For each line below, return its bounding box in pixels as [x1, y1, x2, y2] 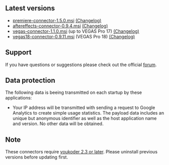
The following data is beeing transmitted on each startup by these [5, 89, 142, 95]
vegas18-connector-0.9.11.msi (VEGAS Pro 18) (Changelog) [12, 33, 135, 39]
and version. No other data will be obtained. [12, 121, 104, 127]
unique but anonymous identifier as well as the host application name [12, 116, 157, 122]
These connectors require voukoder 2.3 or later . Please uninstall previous [5, 149, 158, 155]
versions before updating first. [5, 154, 68, 160]
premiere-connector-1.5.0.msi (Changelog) [12, 17, 102, 23]
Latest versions [5, 4, 55, 13]
